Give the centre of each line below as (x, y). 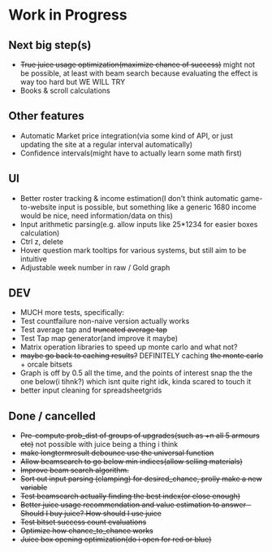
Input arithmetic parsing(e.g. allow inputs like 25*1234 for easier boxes (139, 224)
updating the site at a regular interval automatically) (106, 144)
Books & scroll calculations (65, 90)
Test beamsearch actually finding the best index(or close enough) (130, 496)
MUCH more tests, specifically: (72, 313)
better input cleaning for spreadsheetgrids (91, 390)
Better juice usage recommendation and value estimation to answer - (136, 505)
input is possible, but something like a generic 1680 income (158, 207)
